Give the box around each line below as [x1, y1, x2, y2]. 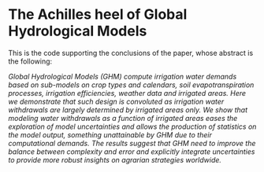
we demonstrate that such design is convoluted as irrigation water [8, 97, 225, 106]
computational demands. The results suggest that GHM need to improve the [8, 138, 256, 148]
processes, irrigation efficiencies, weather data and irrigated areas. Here [8, 88, 247, 97]
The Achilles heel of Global [8, 5, 188, 24]
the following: [8, 57, 53, 66]
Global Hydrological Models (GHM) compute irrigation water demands [8, 71, 237, 81]
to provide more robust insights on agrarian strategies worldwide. [8, 155, 222, 164]
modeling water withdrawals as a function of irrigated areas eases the [8, 113, 238, 123]
